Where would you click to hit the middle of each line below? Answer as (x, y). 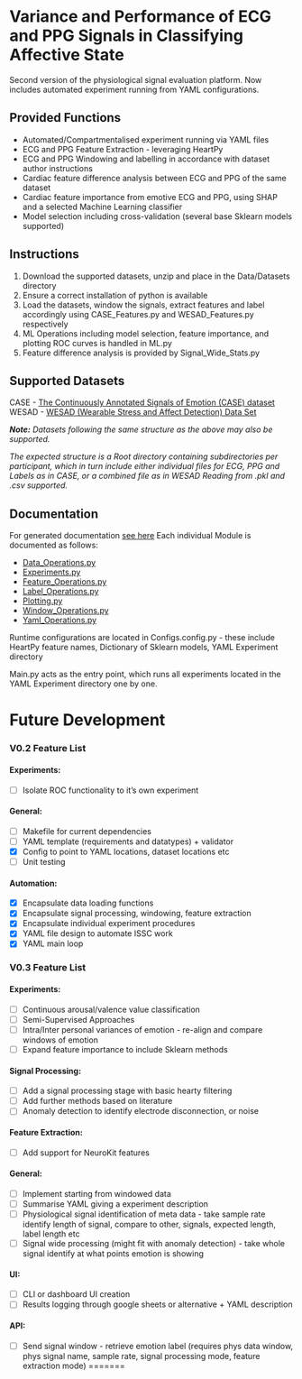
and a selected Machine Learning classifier (102, 207)
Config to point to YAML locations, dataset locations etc (126, 851)
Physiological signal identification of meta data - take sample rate (144, 1214)
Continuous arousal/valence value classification (111, 1009)
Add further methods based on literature (97, 1101)
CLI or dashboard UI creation (76, 1294)
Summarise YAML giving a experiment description (115, 1204)
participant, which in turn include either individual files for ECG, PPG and (145, 466)
